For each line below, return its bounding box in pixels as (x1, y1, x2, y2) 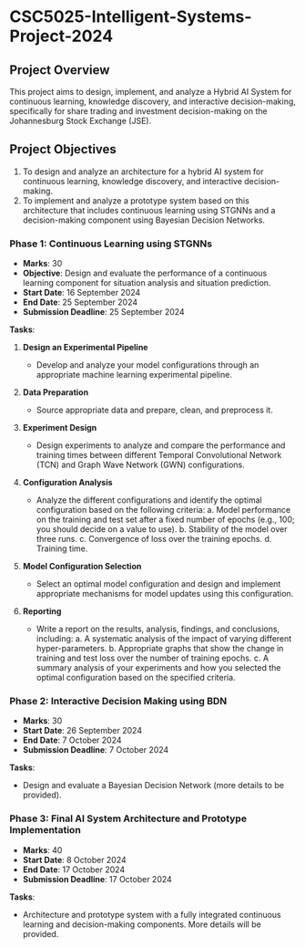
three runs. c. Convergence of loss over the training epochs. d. (36, 534, 272, 545)
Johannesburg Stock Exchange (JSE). (9, 116, 152, 126)
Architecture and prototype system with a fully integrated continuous (22, 909, 281, 920)
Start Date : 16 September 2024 (22, 287, 141, 298)
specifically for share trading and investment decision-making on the (9, 106, 268, 116)
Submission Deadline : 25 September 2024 (22, 307, 185, 318)
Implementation (9, 824, 82, 837)
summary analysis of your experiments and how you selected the (36, 662, 281, 673)
